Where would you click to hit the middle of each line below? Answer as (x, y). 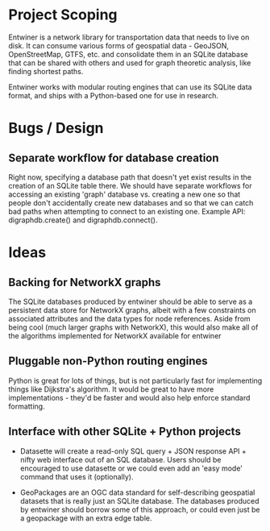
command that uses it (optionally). (77, 476)
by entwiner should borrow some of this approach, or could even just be (140, 509)
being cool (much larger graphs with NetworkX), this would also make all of (133, 327)
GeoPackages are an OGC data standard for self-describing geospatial (137, 492)
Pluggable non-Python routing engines (108, 361)
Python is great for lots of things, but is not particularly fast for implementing (135, 380)
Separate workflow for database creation (114, 158)
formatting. (27, 406)
